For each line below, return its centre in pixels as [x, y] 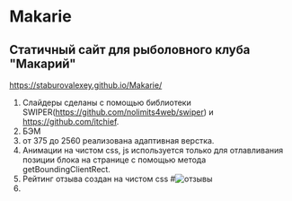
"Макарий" [43, 63]
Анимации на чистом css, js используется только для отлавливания [153, 150]
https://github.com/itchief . [71, 122]
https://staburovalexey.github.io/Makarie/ [86, 85]
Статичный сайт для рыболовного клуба [130, 50]
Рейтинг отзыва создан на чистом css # [99, 179]
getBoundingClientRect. [66, 169]
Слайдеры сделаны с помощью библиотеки [106, 102]
